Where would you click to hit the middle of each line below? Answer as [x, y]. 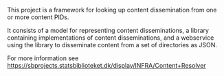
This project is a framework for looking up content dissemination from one [112, 10]
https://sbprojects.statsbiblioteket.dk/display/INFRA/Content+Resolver [107, 65]
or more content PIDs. [38, 17]
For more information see [43, 58]
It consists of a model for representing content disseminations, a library [108, 30]
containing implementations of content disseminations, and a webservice [111, 38]
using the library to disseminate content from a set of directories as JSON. [112, 45]
